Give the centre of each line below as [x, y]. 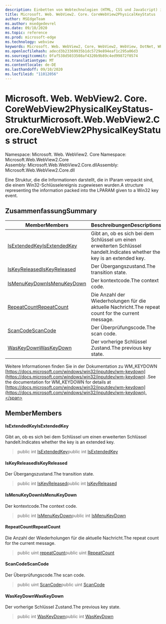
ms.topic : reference [26, 33]
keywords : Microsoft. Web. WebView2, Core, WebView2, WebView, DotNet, [80, 47]
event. [12, 195]
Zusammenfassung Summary [51, 211]
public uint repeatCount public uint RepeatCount [66, 553]
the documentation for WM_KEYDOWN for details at [58, 382]
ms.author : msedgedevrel [31, 24]
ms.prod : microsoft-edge [31, 38]
